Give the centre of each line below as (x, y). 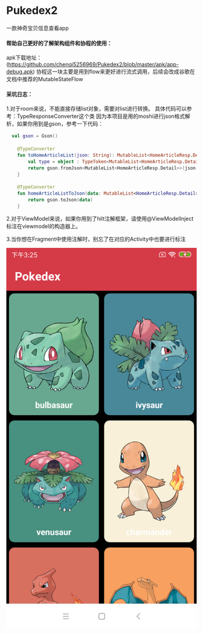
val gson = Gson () (35, 136)
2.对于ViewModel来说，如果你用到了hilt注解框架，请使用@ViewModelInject (100, 218)
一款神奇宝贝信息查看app (38, 28)
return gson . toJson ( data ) (61, 200)
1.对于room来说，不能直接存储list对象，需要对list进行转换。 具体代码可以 (97, 109)
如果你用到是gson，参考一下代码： (60, 124)
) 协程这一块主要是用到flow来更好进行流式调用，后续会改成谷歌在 (114, 72)
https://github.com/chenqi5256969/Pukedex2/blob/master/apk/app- (94, 65)
